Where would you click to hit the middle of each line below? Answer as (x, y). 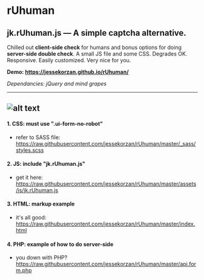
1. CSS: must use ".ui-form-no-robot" (55, 123)
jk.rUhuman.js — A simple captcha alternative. (97, 33)
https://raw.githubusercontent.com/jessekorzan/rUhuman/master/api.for (106, 264)
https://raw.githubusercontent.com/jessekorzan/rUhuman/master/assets (106, 184)
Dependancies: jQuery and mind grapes (57, 83)
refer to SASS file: (38, 137)
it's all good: (31, 217)
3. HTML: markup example (41, 204)
